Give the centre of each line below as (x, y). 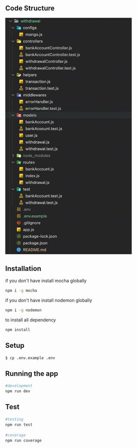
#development (19, 386)
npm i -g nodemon (24, 310)
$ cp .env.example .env (30, 358)
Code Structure (30, 8)
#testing (14, 419)
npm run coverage (24, 441)
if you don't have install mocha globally (46, 281)
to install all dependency (31, 320)
